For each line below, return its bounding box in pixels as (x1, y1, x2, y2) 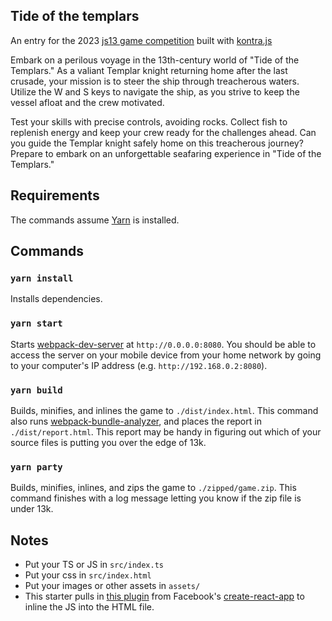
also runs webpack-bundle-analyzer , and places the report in (10, 415, 262, 427)
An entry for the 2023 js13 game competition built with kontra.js (10, 34, 273, 46)
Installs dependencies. (10, 293, 103, 305)
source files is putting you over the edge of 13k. (10, 436, 207, 448)
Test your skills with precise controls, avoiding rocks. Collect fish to (10, 115, 288, 128)
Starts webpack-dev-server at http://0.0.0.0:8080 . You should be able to (10, 338, 317, 350)
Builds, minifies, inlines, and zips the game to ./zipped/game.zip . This (10, 482, 297, 494)
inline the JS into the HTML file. (24, 601, 155, 613)
